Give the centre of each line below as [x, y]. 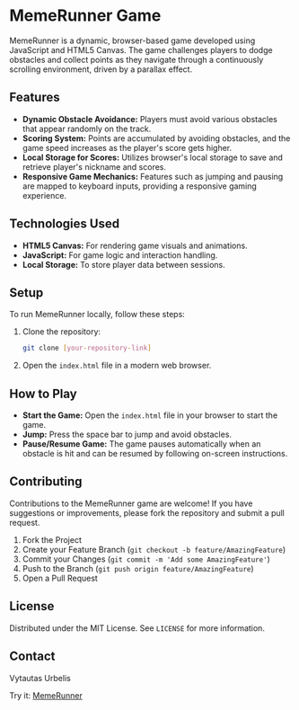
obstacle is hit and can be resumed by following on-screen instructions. [155, 454]
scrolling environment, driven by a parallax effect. [101, 69]
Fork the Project [52, 539]
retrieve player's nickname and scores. [94, 166]
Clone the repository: [62, 332]
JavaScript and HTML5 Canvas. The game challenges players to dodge [141, 49]
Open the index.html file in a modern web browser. [117, 366]
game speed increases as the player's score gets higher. [127, 147]
